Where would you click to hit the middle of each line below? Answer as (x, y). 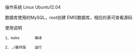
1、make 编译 (23, 38)
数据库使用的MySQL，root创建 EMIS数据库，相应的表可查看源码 (69, 18)
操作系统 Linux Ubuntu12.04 (33, 7)
